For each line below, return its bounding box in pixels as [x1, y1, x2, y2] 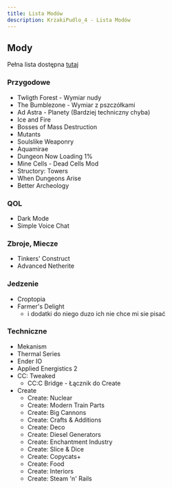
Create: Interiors [27, 467, 74, 475]
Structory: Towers [17, 166, 69, 175]
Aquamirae [17, 144, 49, 153]
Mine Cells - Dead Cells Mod [17, 159, 98, 168]
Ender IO [17, 357, 43, 365]
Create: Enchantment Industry [27, 438, 113, 446]
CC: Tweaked [17, 371, 56, 380]
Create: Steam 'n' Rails [27, 474, 92, 482]
